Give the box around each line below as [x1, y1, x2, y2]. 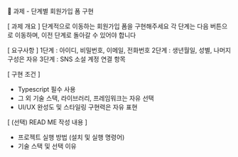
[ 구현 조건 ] [7, 70, 40, 78]
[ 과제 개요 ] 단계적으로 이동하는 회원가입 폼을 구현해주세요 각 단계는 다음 [7, 22, 209, 31]
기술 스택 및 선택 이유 [17, 142, 77, 150]
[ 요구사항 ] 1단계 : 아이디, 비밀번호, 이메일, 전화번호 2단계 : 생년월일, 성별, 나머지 [7, 46, 232, 54]
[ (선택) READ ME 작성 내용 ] [7, 118, 87, 126]
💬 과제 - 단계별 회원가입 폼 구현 [7, 7, 94, 15]
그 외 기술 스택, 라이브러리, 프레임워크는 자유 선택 [17, 94, 154, 102]
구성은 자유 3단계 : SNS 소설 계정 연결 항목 [7, 55, 126, 63]
